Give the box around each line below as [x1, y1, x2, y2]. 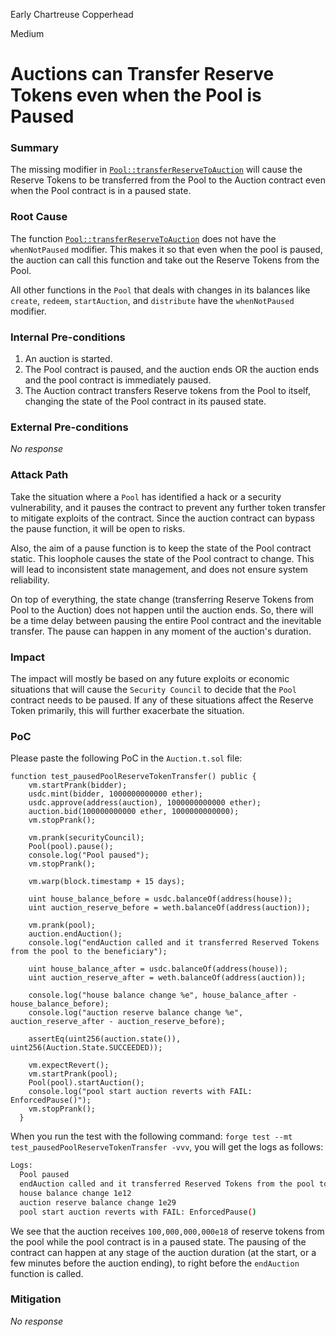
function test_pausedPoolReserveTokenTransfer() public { [10, 772, 257, 782]
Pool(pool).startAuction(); [28, 1078, 145, 1088]
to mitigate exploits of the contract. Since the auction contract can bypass [10, 512, 315, 524]
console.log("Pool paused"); [28, 850, 150, 861]
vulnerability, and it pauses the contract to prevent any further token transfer [10, 501, 326, 513]
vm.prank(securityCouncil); [28, 833, 145, 843]
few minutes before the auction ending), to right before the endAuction [10, 1257, 300, 1269]
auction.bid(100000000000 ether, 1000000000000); [28, 807, 240, 817]
